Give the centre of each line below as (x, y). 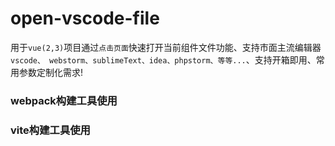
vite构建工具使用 (50, 130)
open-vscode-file (85, 18)
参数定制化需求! (51, 72)
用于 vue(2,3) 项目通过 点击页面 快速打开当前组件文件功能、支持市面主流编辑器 (166, 47)
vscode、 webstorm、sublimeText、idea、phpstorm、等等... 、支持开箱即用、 (163, 59)
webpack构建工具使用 (64, 100)
